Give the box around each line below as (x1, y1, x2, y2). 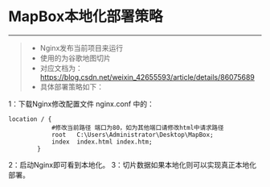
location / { (8, 114, 52, 123)
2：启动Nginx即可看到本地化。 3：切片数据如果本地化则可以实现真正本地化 (8, 160, 257, 169)
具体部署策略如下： (39, 81, 104, 91)
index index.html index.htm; (51, 138, 153, 146)
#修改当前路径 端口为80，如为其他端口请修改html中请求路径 (51, 123, 224, 131)
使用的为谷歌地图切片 (39, 53, 111, 63)
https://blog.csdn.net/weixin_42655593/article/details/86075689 (39, 72, 256, 81)
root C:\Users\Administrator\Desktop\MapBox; (51, 131, 215, 139)
